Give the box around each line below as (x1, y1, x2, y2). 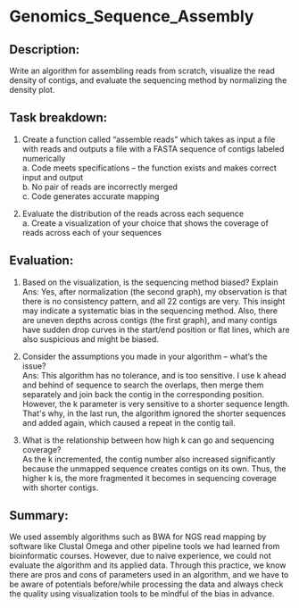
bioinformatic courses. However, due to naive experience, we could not (9, 551, 271, 562)
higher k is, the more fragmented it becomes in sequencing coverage (21, 472, 277, 483)
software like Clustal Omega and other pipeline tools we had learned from (9, 541, 280, 552)
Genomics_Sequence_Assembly (9, 6, 254, 27)
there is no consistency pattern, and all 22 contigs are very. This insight (21, 296, 286, 306)
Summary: (9, 508, 69, 523)
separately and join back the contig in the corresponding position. (21, 388, 265, 399)
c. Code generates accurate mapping (21, 190, 160, 202)
